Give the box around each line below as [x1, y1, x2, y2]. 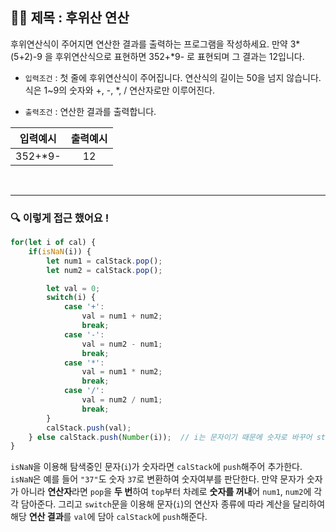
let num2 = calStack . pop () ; [46, 265, 163, 275]
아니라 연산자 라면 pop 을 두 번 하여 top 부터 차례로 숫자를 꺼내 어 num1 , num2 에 [20, 486, 312, 498]
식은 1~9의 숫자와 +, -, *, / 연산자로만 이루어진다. [24, 84, 216, 96]
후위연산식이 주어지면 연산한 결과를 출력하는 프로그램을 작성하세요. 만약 [10, 38, 288, 50]
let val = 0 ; [46, 283, 101, 293]
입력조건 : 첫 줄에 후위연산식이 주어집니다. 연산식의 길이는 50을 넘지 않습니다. [24, 71, 322, 83]
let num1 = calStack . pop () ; [46, 256, 163, 266]
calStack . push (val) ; [46, 423, 132, 433]
